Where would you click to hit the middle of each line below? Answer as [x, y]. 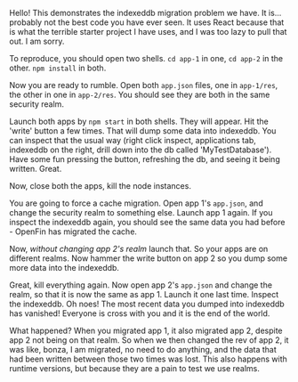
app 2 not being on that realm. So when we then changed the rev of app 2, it [149, 340]
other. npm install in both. [58, 68]
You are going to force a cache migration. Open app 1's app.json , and [137, 203]
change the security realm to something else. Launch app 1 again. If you [141, 212]
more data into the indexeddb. [64, 268]
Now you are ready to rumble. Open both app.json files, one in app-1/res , [144, 85]
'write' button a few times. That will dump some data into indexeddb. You [143, 131]
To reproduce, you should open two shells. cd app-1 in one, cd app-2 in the [146, 58]
